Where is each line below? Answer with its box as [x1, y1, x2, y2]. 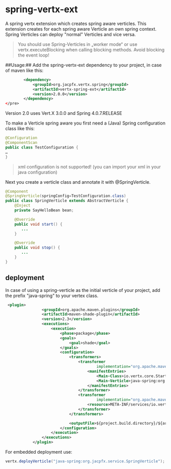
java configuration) [17, 169, 58, 175]
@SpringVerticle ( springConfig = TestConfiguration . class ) [5, 193, 126, 199]
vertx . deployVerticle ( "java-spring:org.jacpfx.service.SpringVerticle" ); [5, 459, 165, 464]
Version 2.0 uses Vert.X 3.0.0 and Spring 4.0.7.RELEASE [5, 110, 122, 116]
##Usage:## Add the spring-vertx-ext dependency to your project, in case [5, 62, 162, 68]
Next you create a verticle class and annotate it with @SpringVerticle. [5, 179, 151, 185]
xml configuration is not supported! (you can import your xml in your [17, 163, 161, 169]
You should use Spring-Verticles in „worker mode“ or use [17, 41, 137, 47]
